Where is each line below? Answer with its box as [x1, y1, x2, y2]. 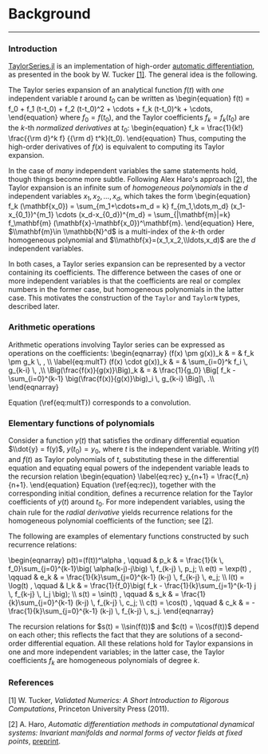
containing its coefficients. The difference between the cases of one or [8, 268, 242, 278]
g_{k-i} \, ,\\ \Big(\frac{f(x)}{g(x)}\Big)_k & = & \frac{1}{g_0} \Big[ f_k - [8, 365, 236, 375]
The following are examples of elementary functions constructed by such [8, 531, 249, 541]
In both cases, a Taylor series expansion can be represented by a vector [8, 259, 246, 269]
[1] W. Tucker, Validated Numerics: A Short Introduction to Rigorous [8, 695, 230, 705]
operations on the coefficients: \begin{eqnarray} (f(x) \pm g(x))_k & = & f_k [8, 348, 254, 357]
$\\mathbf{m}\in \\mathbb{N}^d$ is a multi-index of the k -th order [8, 227, 225, 236]
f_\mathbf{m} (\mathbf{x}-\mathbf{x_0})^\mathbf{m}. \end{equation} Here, [8, 219, 255, 228]
